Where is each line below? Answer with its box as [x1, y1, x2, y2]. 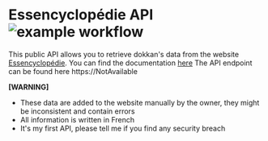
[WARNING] [8, 82, 49, 92]
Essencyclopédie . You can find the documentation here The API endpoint [8, 58, 253, 68]
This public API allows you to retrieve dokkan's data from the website [8, 49, 240, 59]
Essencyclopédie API [8, 6, 154, 24]
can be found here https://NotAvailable [8, 66, 138, 76]
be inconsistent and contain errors [19, 106, 135, 116]
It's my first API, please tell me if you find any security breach [19, 123, 226, 133]
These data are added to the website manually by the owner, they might [19, 97, 260, 107]
